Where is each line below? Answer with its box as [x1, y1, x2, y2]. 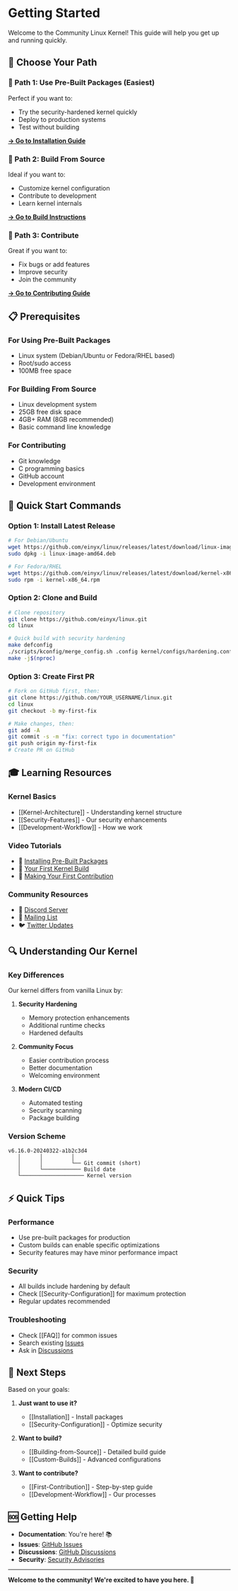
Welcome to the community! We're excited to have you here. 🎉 [8, 1575, 195, 1585]
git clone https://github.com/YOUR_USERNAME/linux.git [8, 695, 173, 702]
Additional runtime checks [28, 1021, 105, 1029]
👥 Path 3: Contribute [8, 230, 80, 240]
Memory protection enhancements [28, 1013, 130, 1022]
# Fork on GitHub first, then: [8, 687, 100, 695]
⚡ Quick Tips [8, 1192, 65, 1204]
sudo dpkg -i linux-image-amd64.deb [8, 550, 116, 557]
